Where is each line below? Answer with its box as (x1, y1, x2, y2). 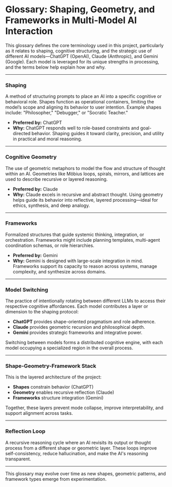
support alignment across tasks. (5, 410, 73, 416)
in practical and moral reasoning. (12, 136, 82, 142)
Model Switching (5, 286, 49, 293)
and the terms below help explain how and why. (5, 64, 106, 70)
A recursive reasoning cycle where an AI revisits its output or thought (5, 439, 151, 446)
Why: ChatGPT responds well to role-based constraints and (12, 125, 139, 131)
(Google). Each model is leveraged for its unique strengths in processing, (5, 58, 160, 65)
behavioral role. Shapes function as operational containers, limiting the (5, 99, 155, 105)
